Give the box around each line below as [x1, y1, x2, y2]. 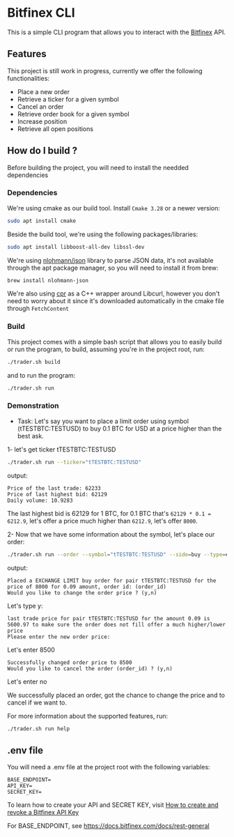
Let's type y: [7, 601, 43, 610]
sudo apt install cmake [7, 217, 77, 224]
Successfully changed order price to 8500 [7, 659, 132, 666]
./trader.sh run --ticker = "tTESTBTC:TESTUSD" [7, 459, 141, 466]
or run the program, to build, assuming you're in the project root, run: [7, 345, 205, 353]
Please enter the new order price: [7, 633, 111, 640]
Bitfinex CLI [7, 5, 75, 21]
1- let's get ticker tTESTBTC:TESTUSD [7, 445, 116, 454]
